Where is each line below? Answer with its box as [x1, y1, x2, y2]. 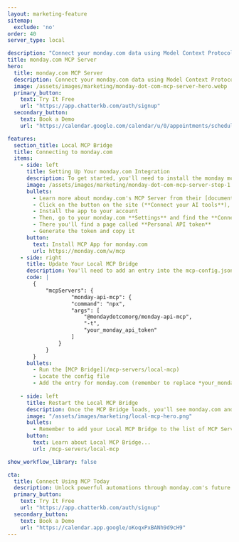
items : [14, 155, 33, 162]
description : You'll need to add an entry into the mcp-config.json [26, 267, 234, 274]
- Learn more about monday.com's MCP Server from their [33, 195, 202, 202]
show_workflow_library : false [7, 458, 97, 465]
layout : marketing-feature [7, 10, 87, 18]
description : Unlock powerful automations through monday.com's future [14, 484, 231, 492]
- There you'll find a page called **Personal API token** [33, 221, 212, 228]
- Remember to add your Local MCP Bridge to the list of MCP [33, 426, 218, 433]
